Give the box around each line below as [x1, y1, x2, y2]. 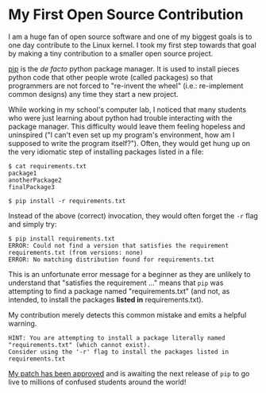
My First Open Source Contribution [8, 6, 244, 24]
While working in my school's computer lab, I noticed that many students [8, 105, 247, 114]
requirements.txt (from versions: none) [8, 249, 145, 256]
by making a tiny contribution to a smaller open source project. [8, 48, 214, 58]
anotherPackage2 [8, 176, 62, 184]
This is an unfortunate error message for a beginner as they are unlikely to [8, 269, 252, 279]
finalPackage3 [8, 183, 56, 191]
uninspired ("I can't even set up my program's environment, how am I [8, 129, 235, 140]
